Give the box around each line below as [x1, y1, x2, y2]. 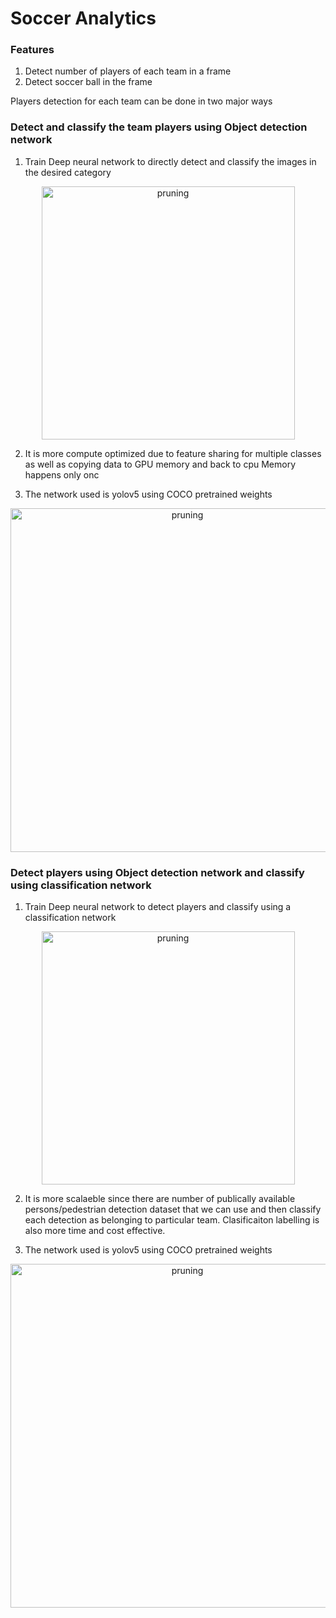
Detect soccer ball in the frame [24, 76, 153, 88]
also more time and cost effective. [24, 1225, 166, 1237]
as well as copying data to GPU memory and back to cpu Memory [24, 458, 296, 470]
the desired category [24, 166, 112, 178]
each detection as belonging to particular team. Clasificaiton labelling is [24, 1214, 320, 1226]
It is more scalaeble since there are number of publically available [24, 1193, 296, 1205]
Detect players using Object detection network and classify [10, 865, 305, 879]
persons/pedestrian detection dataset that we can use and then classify [24, 1203, 322, 1216]
